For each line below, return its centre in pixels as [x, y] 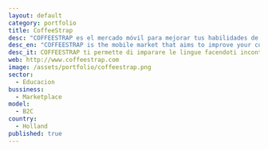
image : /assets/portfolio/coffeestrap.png [80, 67]
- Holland [32, 126]
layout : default [35, 15]
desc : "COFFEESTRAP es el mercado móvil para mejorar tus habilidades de [134, 38]
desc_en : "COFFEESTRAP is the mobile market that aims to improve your [130, 45]
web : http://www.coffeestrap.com [64, 60]
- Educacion [35, 82]
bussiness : [26, 89]
